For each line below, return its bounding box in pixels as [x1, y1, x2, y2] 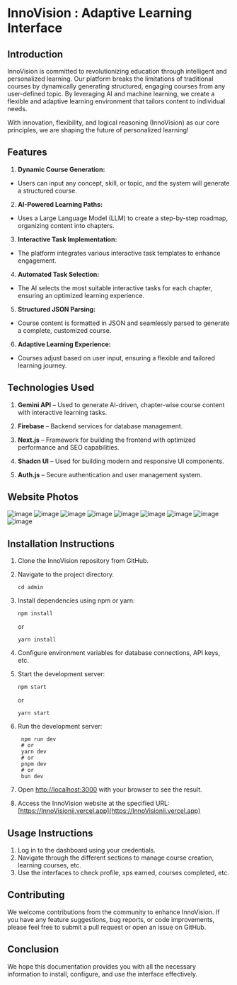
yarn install [17, 636, 57, 644]
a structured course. [17, 186, 78, 195]
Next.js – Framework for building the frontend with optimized [17, 435, 196, 444]
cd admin [17, 584, 44, 591]
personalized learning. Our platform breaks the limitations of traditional [7, 74, 214, 83]
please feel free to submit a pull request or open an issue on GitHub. [7, 923, 207, 931]
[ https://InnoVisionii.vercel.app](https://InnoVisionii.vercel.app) [17, 807, 201, 815]
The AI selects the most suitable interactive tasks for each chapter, [17, 283, 213, 292]
